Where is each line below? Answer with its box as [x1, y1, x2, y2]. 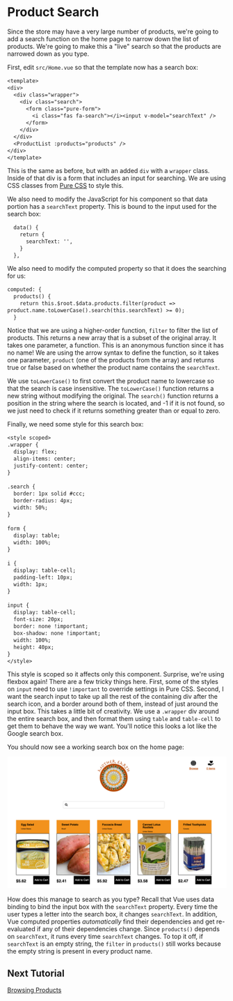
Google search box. [7, 729, 64, 737]
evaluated [7, 925, 36, 933]
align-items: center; [13, 455, 77, 462]
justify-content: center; [13, 462, 89, 469]
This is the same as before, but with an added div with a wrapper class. [7, 166, 210, 175]
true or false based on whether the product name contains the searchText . [7, 363, 220, 371]
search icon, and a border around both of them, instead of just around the [7, 699, 218, 708]
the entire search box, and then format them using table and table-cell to [7, 714, 221, 722]
